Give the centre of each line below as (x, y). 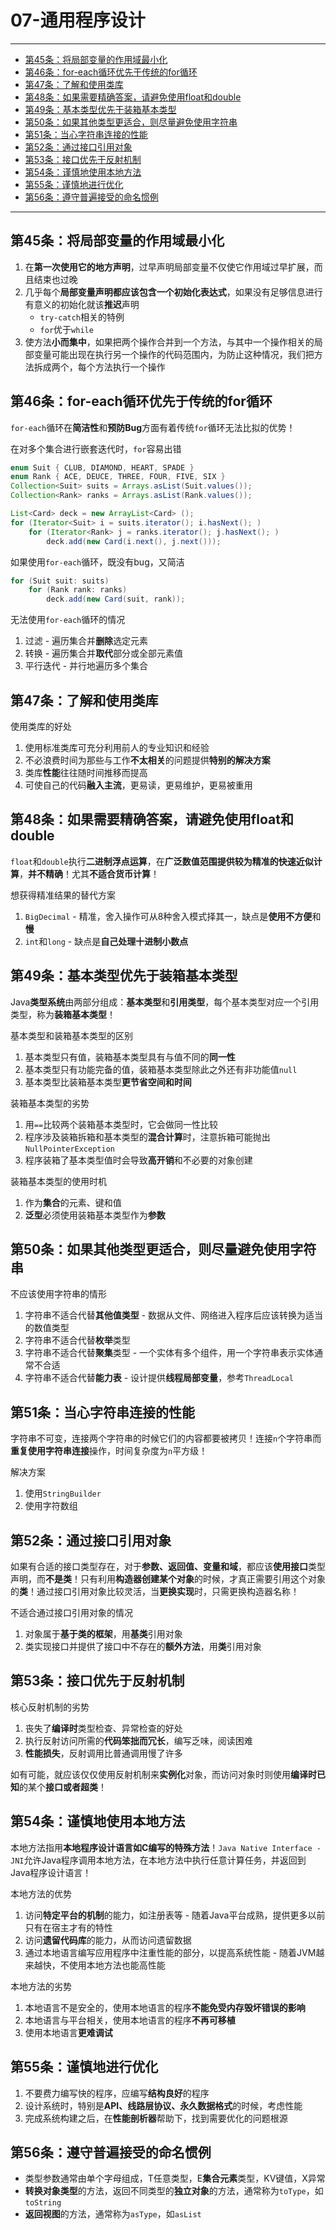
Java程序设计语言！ (51, 1872)
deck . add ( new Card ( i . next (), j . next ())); (134, 541)
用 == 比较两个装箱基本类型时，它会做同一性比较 (121, 1124)
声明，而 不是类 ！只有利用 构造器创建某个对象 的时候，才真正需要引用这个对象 (168, 1579)
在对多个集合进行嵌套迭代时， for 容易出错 (96, 448)
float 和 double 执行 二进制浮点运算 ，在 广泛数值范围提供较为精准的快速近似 (162, 861)
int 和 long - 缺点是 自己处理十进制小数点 (106, 941)
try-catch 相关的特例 (82, 317)
